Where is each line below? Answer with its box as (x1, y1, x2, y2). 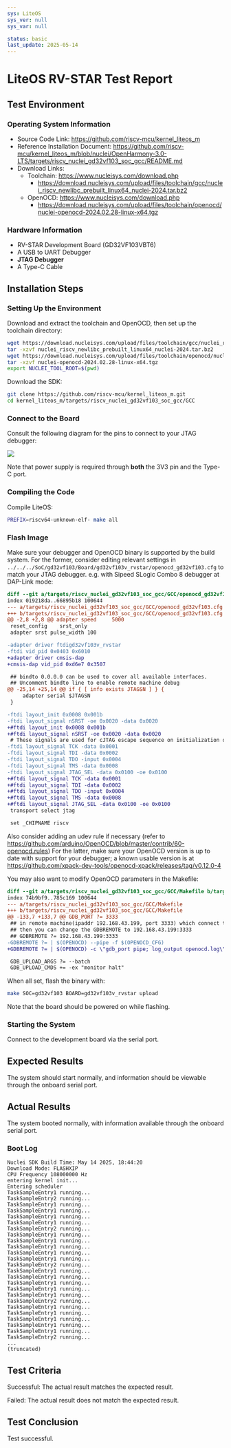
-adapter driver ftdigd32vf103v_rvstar (7, 641, 122, 648)
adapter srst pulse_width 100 (10, 629, 97, 637)
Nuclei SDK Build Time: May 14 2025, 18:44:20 (7, 1159, 143, 1167)
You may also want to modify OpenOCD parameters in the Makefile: (7, 875, 199, 883)
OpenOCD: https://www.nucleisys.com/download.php (27, 193, 180, 202)
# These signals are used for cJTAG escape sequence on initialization (10, 737, 220, 744)
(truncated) (7, 1346, 41, 1353)
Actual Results (7, 1100, 71, 1112)
